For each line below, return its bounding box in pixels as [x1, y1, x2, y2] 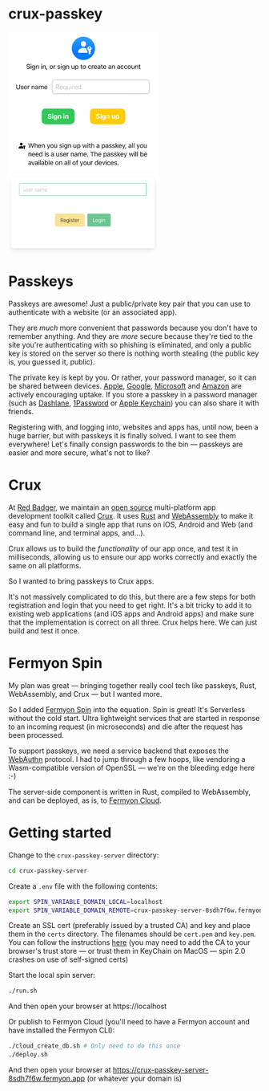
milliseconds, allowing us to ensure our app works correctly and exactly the [8, 552, 258, 562]
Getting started [8, 824, 112, 842]
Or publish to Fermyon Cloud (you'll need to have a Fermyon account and [8, 1017, 251, 1027]
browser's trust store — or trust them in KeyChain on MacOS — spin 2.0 [8, 946, 246, 956]
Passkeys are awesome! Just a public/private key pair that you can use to [8, 299, 251, 309]
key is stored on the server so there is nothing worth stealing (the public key [8, 348, 259, 358]
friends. [8, 407, 34, 417]
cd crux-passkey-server [8, 866, 88, 875]
